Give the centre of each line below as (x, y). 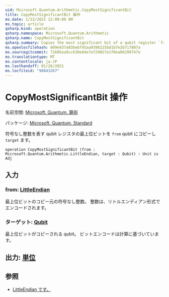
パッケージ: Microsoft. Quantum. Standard (49, 123)
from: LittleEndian (28, 190)
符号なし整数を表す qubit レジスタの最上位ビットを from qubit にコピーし (81, 134)
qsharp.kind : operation (30, 29)
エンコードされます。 (27, 208)
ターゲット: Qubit (26, 222)
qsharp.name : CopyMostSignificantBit (45, 38)
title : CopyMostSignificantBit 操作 (43, 15)
